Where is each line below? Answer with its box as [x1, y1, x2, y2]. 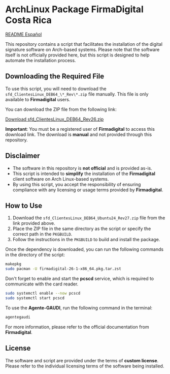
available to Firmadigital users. [5, 96, 71, 102]
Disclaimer [5, 152, 40, 160]
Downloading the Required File [5, 72, 105, 81]
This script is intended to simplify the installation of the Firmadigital [12, 170, 156, 177]
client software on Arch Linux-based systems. [12, 176, 109, 182]
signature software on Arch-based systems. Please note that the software [5, 46, 160, 52]
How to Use [5, 201, 43, 210]
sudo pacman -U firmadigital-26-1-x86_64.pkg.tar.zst [5, 266, 122, 272]
